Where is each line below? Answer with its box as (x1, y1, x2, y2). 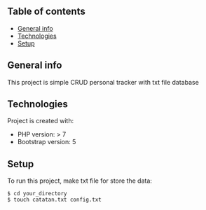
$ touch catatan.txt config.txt (7, 196, 102, 204)
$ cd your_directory (7, 190, 68, 197)
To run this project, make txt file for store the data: (7, 176, 153, 185)
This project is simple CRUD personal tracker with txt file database (7, 78, 200, 86)
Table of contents (7, 6, 85, 17)
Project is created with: (7, 117, 74, 125)
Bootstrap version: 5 (17, 138, 76, 146)
